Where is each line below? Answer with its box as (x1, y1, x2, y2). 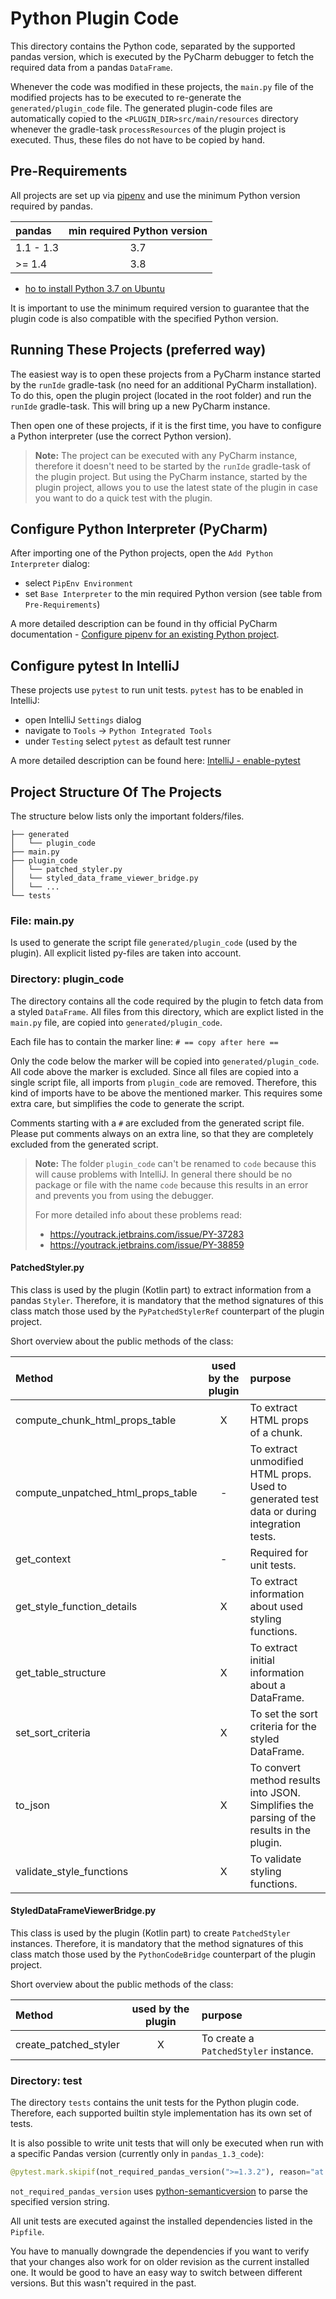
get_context (15, 1552, 72, 1566)
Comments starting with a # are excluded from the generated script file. (10, 1117, 305, 1129)
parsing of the (249, 1810, 317, 1824)
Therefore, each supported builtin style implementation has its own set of (10, 2107, 313, 2119)
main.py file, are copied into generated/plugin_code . (10, 1016, 223, 1028)
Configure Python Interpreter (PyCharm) (10, 520, 268, 537)
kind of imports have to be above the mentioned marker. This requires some (10, 1087, 323, 1099)
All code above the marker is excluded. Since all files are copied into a (10, 1065, 299, 1077)
